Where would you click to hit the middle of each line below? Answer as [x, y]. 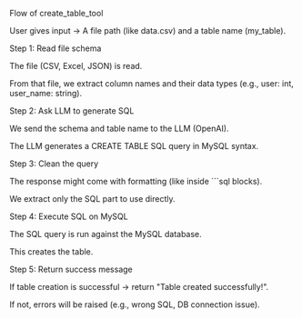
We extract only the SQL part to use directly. [92, 199]
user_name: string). [46, 93]
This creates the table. [51, 252]
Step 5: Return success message [71, 269]
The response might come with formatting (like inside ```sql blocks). [136, 181]
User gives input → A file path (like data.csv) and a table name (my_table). [148, 30]
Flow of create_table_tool [56, 13]
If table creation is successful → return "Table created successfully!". [139, 287]
